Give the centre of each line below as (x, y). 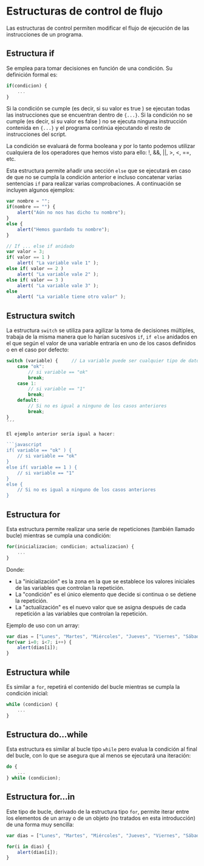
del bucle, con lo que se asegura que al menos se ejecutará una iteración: (99, 756)
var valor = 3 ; (25, 252)
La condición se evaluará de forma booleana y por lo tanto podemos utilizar (101, 146)
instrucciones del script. (36, 134)
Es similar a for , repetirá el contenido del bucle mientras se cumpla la (93, 686)
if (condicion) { (27, 86)
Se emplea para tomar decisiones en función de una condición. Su (90, 68)
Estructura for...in (41, 797)
